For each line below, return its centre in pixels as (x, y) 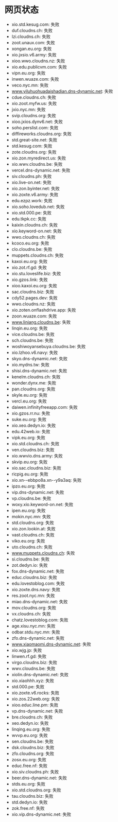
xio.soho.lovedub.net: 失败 (38, 207)
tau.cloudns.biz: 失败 (33, 796)
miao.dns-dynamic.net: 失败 (40, 601)
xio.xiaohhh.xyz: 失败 (33, 681)
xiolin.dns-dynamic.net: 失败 (40, 674)
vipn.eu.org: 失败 (28, 73)
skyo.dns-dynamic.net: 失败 (39, 358)
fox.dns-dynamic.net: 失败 (38, 571)
